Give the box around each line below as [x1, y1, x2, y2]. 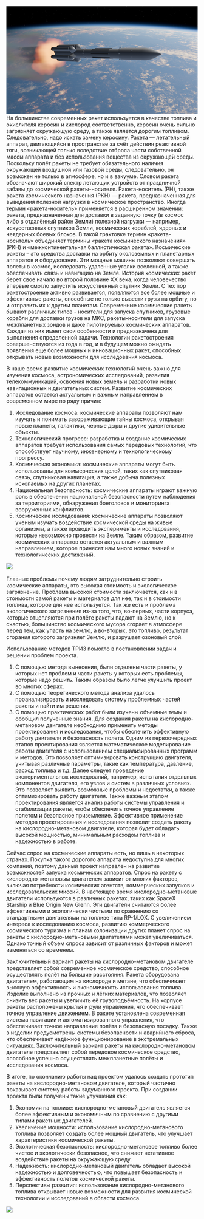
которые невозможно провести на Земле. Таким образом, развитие [15, 531, 194, 539]
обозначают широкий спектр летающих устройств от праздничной [6, 179, 181, 186]
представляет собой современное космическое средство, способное [6, 965, 189, 972]
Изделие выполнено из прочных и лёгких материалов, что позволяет [6, 990, 187, 998]
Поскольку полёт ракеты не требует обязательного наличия [6, 160, 164, 167]
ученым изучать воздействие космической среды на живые [15, 519, 173, 526]
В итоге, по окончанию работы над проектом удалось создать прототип [6, 1073, 194, 1081]
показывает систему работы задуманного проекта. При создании [6, 1086, 178, 1093]
